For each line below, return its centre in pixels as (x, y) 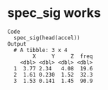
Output (17, 44)
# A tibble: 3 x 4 (41, 50)
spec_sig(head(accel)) (47, 38)
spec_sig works (54, 13)
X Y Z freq (63, 56)
